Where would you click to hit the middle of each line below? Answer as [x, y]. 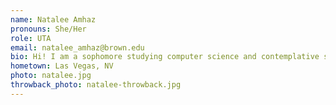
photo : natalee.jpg [51, 76]
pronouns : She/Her [48, 29]
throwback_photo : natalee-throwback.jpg [96, 85]
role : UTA [31, 38]
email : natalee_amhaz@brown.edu [77, 47]
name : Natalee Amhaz [53, 19]
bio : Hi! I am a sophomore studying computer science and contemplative [165, 57]
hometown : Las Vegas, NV [62, 66]
